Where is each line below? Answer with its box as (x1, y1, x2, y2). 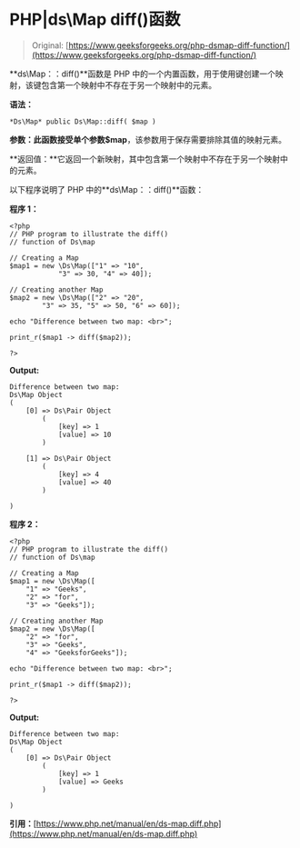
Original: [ (31, 39, 69, 51)
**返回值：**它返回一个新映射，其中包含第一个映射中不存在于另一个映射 (9, 153, 281, 165)
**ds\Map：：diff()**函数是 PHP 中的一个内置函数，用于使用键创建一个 (9, 68, 275, 79)
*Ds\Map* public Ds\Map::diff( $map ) (9, 116, 156, 126)
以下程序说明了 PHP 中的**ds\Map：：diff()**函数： (9, 184, 205, 195)
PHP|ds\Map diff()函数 (9, 9, 181, 30)
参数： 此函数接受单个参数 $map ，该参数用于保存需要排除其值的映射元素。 (9, 134, 286, 145)
